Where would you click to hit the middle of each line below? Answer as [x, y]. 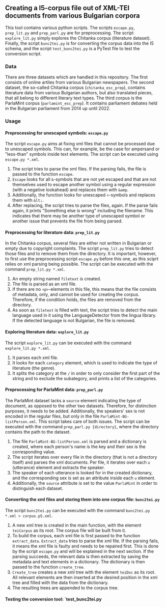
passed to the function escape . [43, 174]
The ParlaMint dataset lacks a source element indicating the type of [73, 400]
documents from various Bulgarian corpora [72, 16]
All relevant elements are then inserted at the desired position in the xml [85, 578]
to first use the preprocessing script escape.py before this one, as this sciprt [82, 259]
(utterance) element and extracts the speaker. [58, 467]
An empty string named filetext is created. [57, 279]
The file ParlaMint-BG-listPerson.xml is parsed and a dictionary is [79, 441]
